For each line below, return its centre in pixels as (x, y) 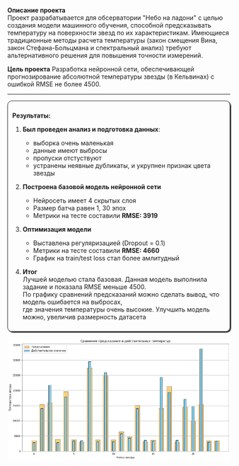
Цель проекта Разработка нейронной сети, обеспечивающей (101, 69)
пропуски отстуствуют (68, 158)
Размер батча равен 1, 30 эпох (80, 208)
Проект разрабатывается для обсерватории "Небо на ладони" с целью (115, 18)
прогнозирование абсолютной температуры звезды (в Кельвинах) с (111, 76)
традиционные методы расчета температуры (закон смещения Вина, (112, 40)
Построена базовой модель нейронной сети (92, 187)
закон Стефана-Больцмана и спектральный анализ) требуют (100, 48)
